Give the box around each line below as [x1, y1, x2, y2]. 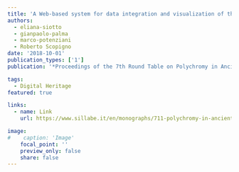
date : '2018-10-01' [7, 50, 65, 57]
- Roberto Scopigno [14, 43, 72, 50]
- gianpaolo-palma [14, 30, 69, 38]
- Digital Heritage [14, 82, 72, 89]
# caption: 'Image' [7, 134, 75, 142]
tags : [7, 76, 23, 83]
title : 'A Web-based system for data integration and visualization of [7, 10, 224, 18]
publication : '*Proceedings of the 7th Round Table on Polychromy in [7, 63, 218, 70]
